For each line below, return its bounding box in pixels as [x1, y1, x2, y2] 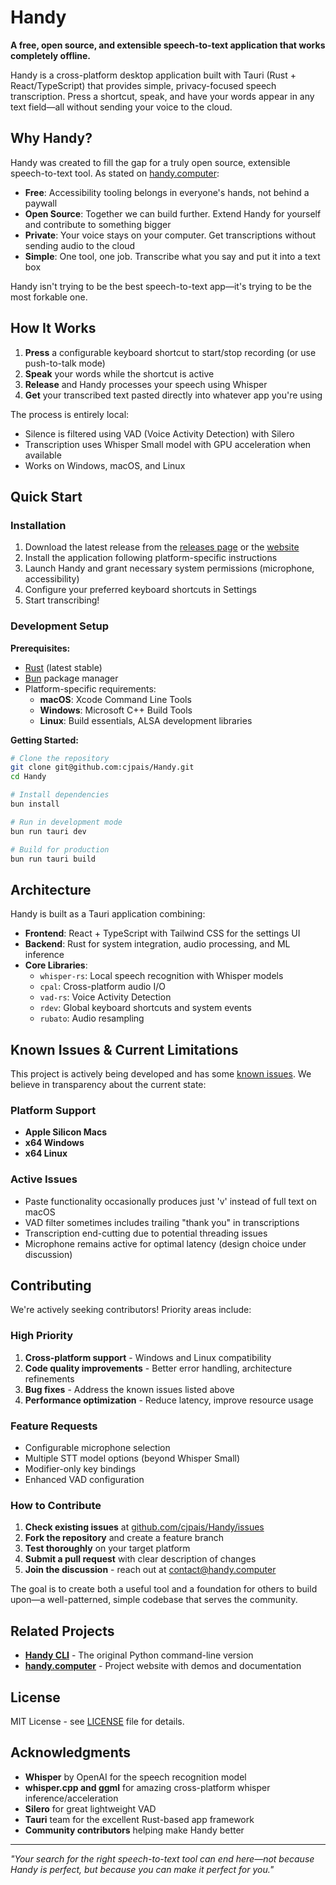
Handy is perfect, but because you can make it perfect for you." [10, 1863, 275, 1875]
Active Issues [10, 1172, 78, 1186]
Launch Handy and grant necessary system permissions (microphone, [24, 562, 315, 575]
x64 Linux [24, 1147, 68, 1160]
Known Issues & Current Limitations [10, 1041, 239, 1058]
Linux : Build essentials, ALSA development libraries [39, 714, 253, 726]
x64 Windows [24, 1137, 85, 1149]
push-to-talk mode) [24, 357, 106, 369]
